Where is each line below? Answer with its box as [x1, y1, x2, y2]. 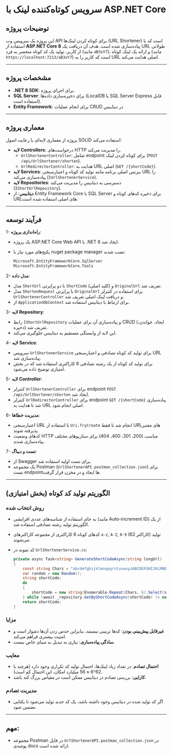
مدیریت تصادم [6, 687, 37, 694]
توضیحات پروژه [6, 24, 49, 33]
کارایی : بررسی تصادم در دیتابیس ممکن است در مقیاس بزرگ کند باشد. [13, 674, 146, 680]
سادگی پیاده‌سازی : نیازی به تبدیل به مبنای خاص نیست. [13, 639, 115, 645]
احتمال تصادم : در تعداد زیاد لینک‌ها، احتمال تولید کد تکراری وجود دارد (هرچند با [13, 663, 159, 669]
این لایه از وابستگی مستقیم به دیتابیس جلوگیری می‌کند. [13, 330, 117, 336]
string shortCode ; [22, 576, 62, 581]
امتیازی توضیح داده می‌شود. [13, 366, 65, 372]
